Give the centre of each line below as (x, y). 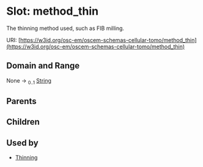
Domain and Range (43, 66)
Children (23, 122)
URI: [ (13, 40)
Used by (22, 143)
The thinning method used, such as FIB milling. (65, 28)
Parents (21, 101)
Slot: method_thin (53, 11)
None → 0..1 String (29, 81)
